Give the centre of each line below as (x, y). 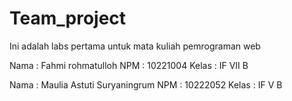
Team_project (68, 18)
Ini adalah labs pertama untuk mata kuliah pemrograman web (135, 46)
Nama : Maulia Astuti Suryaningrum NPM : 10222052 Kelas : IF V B (146, 84)
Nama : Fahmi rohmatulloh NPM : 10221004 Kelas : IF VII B (129, 65)
